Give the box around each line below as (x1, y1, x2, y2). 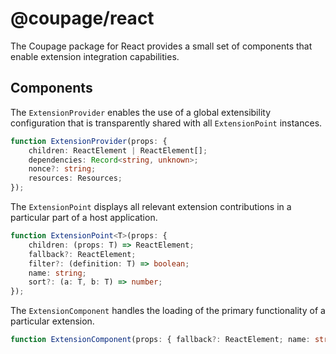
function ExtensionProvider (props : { (10, 136, 168, 146)
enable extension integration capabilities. (10, 50, 180, 62)
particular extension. (10, 315, 95, 327)
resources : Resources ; (28, 173, 123, 184)
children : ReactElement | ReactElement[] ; (28, 145, 208, 156)
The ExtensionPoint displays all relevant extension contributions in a (10, 201, 292, 212)
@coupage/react (10, 7, 155, 30)
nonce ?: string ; (28, 164, 97, 174)
